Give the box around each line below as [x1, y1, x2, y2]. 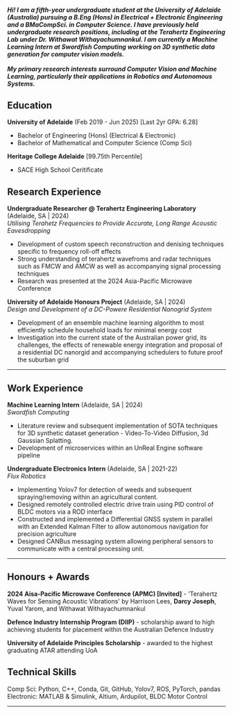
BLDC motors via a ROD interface [17, 508, 113, 516]
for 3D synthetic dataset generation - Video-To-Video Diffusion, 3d [17, 429, 209, 437]
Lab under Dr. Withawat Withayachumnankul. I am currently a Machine [7, 35, 218, 43]
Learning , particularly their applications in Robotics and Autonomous [7, 72, 213, 80]
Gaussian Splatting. [17, 437, 73, 445]
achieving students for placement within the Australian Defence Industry [7, 625, 214, 633]
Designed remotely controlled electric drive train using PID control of [17, 501, 214, 509]
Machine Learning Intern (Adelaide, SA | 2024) [7, 400, 144, 409]
